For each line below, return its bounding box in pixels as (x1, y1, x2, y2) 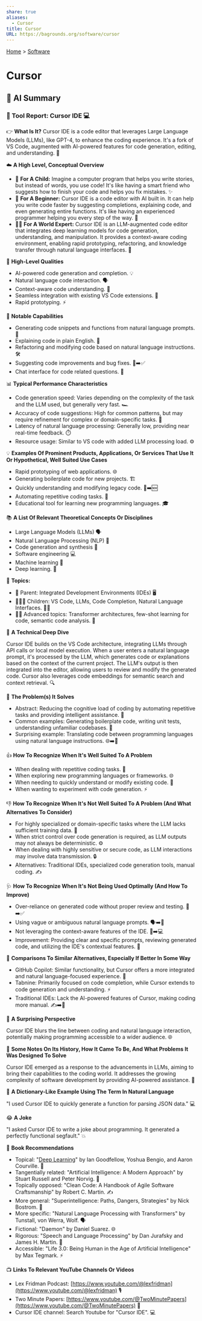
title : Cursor (6, 25, 42, 32)
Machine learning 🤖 (14, 559, 64, 566)
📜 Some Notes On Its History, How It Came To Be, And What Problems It (6, 1045, 189, 1052)
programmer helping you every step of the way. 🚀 (14, 214, 139, 221)
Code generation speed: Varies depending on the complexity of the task (14, 394, 195, 401)
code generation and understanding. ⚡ (14, 986, 112, 993)
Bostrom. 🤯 (14, 1203, 43, 1211)
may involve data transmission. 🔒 (14, 853, 97, 860)
